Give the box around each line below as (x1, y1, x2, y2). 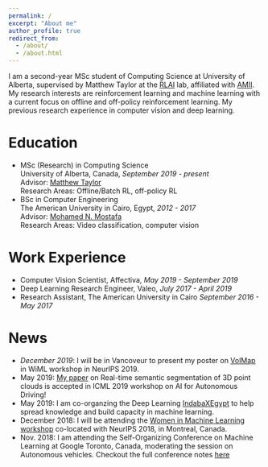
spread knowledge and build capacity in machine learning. (19, 407, 215, 416)
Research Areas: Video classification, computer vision (19, 220, 200, 229)
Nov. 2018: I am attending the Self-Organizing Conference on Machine (19, 432, 254, 442)
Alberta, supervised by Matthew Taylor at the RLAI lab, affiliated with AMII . (8, 80, 255, 89)
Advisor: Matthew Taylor (19, 177, 102, 187)
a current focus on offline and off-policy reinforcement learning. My (8, 97, 233, 106)
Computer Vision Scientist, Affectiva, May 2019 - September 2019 (19, 275, 239, 284)
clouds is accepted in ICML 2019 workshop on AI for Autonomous (19, 381, 238, 391)
